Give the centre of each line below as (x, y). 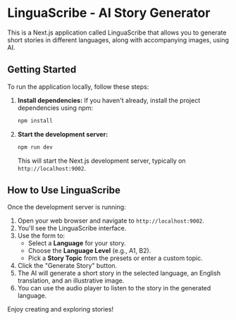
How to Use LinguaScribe (64, 190)
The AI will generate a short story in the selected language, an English (119, 273)
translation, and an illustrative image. (71, 281)
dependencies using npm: (55, 108)
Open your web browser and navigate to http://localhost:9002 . (111, 221)
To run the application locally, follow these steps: (78, 87)
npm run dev (35, 147)
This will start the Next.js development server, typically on (101, 161)
